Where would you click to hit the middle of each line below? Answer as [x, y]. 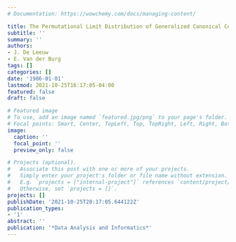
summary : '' [25, 39]
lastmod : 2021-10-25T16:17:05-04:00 [61, 85]
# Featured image [33, 111]
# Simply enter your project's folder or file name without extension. [118, 176]
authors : [20, 46]
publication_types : [36, 208]
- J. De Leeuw [28, 53]
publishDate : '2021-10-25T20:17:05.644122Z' [73, 202]
